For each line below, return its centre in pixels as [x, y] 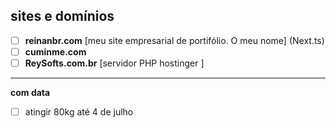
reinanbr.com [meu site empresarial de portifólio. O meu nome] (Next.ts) [174, 40]
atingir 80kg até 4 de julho [79, 112]
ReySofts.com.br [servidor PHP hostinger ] [114, 63]
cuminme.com [55, 51]
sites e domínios [62, 16]
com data [30, 92]
